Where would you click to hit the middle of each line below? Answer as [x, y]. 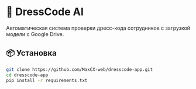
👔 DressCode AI [45, 12]
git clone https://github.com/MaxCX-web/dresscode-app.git [80, 69]
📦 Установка [31, 53]
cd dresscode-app [27, 75]
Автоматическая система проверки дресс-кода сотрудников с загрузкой [98, 28]
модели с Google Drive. [35, 34]
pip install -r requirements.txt [47, 80]
